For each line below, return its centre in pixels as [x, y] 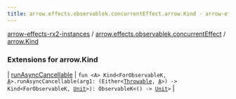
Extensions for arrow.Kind [53, 59]
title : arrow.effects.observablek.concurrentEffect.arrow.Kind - [105, 14]
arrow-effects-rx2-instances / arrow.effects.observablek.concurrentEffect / [117, 34]
